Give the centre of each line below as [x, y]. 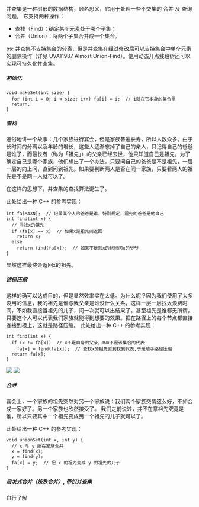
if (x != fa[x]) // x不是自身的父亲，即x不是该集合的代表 [78, 343]
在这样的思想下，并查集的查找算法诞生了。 [58, 189]
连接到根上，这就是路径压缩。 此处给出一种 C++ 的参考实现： [81, 325]
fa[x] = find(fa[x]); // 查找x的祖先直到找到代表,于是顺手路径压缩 [94, 349]
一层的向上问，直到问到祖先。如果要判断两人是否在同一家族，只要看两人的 [97, 169]
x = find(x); [28, 451]
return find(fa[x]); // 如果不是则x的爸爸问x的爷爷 [78, 248]
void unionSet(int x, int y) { [45, 440]
